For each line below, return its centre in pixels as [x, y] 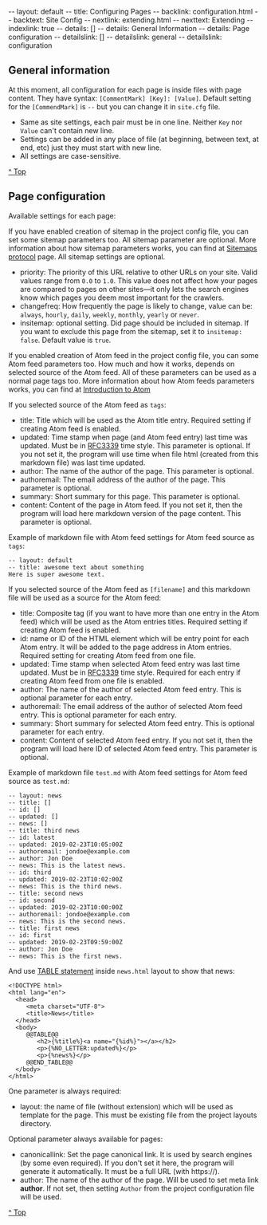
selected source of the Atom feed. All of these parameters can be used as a [132, 372]
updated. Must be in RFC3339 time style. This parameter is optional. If [135, 445]
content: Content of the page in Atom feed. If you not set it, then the [131, 505]
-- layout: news [35, 796]
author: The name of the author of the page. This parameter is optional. [137, 471]
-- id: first [30, 935]
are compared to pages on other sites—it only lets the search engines [134, 289]
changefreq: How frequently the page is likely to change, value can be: [136, 305]
